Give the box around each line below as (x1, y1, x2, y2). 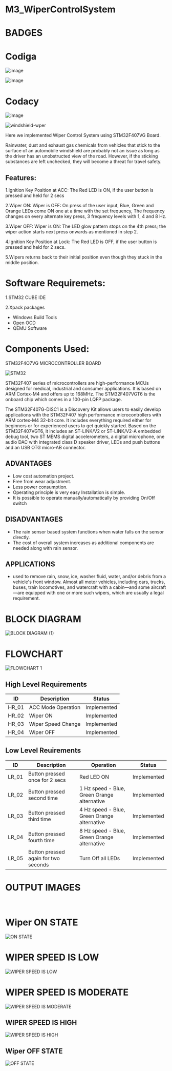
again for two (28, 855, 60, 862)
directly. (12, 534, 30, 540)
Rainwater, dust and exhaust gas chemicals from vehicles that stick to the (5, 142, 160, 148)
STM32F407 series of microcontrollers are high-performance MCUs (5, 380, 149, 386)
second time (28, 794, 58, 801)
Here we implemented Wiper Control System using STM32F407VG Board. (5, 132, 161, 138)
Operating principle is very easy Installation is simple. (12, 489, 125, 495)
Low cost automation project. (12, 473, 75, 479)
